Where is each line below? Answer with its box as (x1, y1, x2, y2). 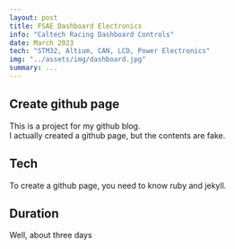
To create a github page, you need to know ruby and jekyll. (9, 180, 227, 191)
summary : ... (9, 64, 58, 73)
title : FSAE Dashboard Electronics (9, 22, 143, 31)
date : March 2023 (9, 38, 74, 48)
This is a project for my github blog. (9, 120, 141, 131)
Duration (9, 206, 60, 221)
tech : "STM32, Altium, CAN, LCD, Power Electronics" (9, 47, 211, 56)
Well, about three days (9, 230, 92, 241)
